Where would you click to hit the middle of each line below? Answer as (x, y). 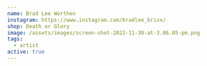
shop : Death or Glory (39, 26)
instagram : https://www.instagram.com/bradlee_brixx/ (87, 20)
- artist (26, 45)
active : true (26, 52)
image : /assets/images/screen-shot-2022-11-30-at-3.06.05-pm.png (104, 33)
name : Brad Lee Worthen (42, 13)
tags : (15, 39)
